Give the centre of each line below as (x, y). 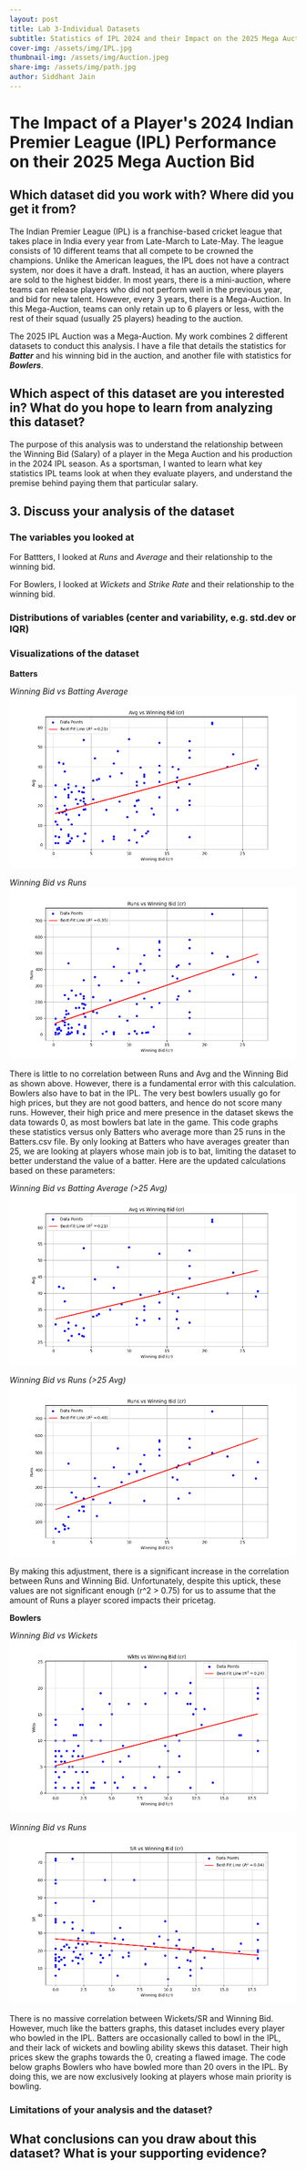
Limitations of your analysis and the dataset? (111, 2110)
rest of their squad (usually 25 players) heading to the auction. (127, 318)
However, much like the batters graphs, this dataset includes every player (147, 2028)
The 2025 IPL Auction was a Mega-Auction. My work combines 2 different (149, 336)
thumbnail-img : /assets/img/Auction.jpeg (89, 58)
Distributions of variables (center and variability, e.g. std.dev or (153, 617)
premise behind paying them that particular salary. (104, 483)
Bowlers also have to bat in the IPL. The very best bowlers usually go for (145, 1094)
